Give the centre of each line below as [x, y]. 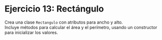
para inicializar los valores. [31, 32]
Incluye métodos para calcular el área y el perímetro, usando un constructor [81, 27]
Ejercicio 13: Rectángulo [54, 9]
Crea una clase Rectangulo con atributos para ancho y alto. [64, 22]
